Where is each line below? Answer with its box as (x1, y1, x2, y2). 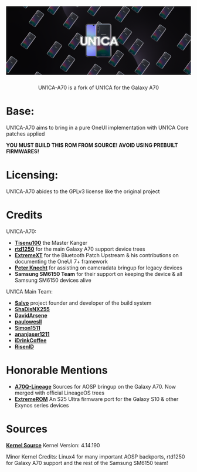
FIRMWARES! (6, 147, 39, 155)
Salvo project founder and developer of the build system (14, 299, 152, 306)
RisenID (14, 343, 34, 350)
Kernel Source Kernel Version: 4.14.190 (6, 441, 100, 449)
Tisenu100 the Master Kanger (14, 239, 88, 246)
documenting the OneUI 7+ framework (14, 258, 108, 265)
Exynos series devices (14, 402, 69, 409)
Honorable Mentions (6, 363, 108, 377)
